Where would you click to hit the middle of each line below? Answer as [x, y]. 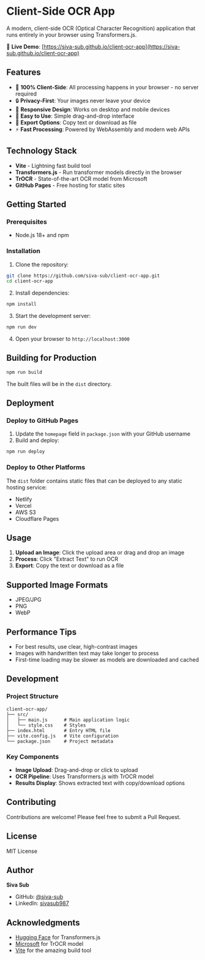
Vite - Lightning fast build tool [53, 165]
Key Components [33, 757]
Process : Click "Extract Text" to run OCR [66, 559]
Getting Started [36, 204]
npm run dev [21, 327]
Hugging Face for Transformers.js [58, 937]
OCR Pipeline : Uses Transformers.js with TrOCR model [84, 777]
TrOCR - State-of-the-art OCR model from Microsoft [81, 178]
